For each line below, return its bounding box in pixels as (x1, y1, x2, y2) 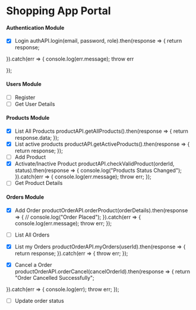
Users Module (6, 81, 42, 88)
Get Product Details (14, 180, 63, 187)
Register (14, 94, 36, 101)
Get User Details (14, 100, 55, 107)
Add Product (14, 154, 46, 161)
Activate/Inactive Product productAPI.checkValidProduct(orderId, (14, 160, 175, 167)
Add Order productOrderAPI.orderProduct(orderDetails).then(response (14, 206, 188, 214)
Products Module (6, 114, 50, 122)
